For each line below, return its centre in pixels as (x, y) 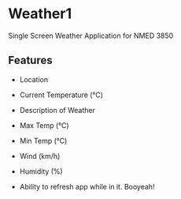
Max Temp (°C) (44, 125)
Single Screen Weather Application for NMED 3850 (91, 36)
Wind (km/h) (40, 156)
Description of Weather (57, 110)
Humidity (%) (41, 171)
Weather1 (40, 14)
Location (34, 79)
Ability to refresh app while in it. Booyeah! (87, 186)
